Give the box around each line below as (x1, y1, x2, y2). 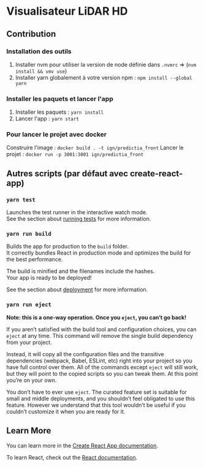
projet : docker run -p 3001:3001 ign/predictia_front (6, 151, 144, 158)
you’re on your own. (6, 376, 57, 384)
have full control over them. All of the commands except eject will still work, (6, 363, 198, 371)
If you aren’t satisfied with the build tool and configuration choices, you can (6, 326, 197, 333)
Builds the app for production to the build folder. (6, 243, 129, 250)
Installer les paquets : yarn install (15, 108, 104, 116)
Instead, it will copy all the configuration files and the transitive (6, 350, 164, 357)
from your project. (6, 338, 52, 346)
